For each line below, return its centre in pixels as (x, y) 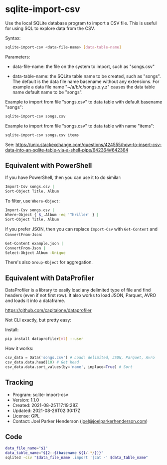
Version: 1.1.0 (26, 400)
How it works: (19, 348)
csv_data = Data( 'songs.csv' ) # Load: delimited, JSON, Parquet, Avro (80, 358)
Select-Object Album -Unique (35, 253)
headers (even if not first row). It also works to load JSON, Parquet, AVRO (81, 295)
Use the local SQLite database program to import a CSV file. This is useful (81, 23)
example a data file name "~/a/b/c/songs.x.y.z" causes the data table (83, 86)
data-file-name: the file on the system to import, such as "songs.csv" (83, 66)
